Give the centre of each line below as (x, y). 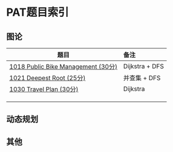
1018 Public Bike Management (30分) (64, 67)
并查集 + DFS (142, 78)
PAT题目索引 (38, 12)
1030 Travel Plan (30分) (44, 89)
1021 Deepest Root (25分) (47, 78)
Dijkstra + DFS (144, 66)
